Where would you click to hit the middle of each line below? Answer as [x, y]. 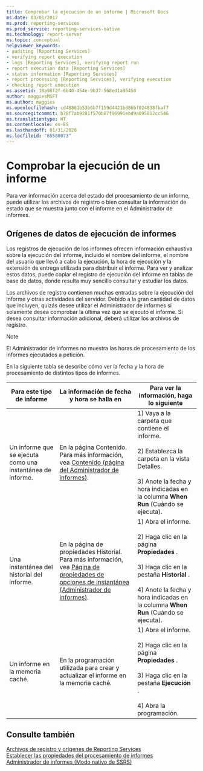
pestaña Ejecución [164, 683]
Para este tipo [32, 392]
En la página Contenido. [93, 447]
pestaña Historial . [164, 575]
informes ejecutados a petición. [46, 355]
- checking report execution [43, 85]
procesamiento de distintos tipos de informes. [63, 373]
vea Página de [80, 567]
